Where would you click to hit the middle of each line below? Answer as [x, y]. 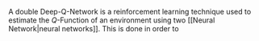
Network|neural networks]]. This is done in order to [94, 29]
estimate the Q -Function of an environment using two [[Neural [112, 20]
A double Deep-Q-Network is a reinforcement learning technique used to [130, 12]
